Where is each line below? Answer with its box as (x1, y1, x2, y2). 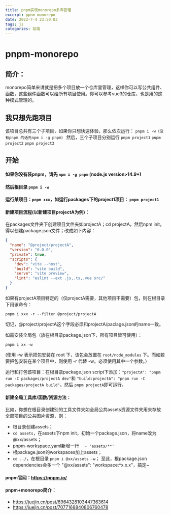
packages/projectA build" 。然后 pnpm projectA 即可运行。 (5, 382, 126, 388)
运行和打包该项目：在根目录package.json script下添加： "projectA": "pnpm (5, 369, 161, 375)
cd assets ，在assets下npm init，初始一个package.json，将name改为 (12, 430, 157, 436)
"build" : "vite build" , (14, 266, 65, 272)
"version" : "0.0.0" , (10, 248, 53, 253)
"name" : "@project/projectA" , (10, 242, 74, 248)
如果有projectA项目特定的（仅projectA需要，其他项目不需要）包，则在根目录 (5, 295, 165, 301)
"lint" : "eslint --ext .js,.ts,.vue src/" (14, 276, 106, 281)
